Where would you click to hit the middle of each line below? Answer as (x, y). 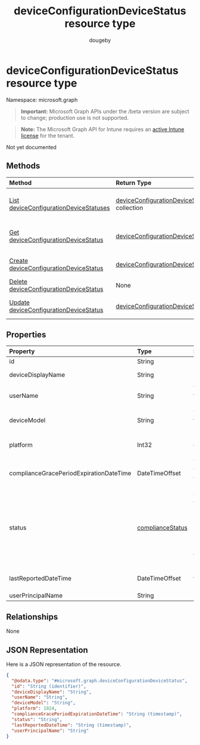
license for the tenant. (48, 135)
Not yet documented (31, 147)
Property (22, 351)
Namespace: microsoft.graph (42, 100)
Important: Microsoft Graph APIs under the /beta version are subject (105, 111)
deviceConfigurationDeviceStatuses (60, 208)
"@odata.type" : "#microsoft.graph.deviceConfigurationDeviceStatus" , (99, 681)
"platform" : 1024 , (35, 709)
